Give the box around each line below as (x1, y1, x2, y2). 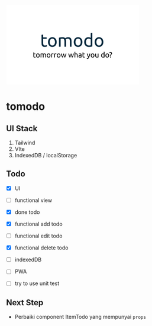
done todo (14, 208, 40, 216)
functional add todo (14, 220, 63, 227)
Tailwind (14, 139, 35, 146)
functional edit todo (14, 232, 63, 239)
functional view (14, 197, 52, 204)
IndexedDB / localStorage (14, 152, 77, 159)
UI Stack (6, 124, 38, 134)
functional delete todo (14, 244, 69, 251)
